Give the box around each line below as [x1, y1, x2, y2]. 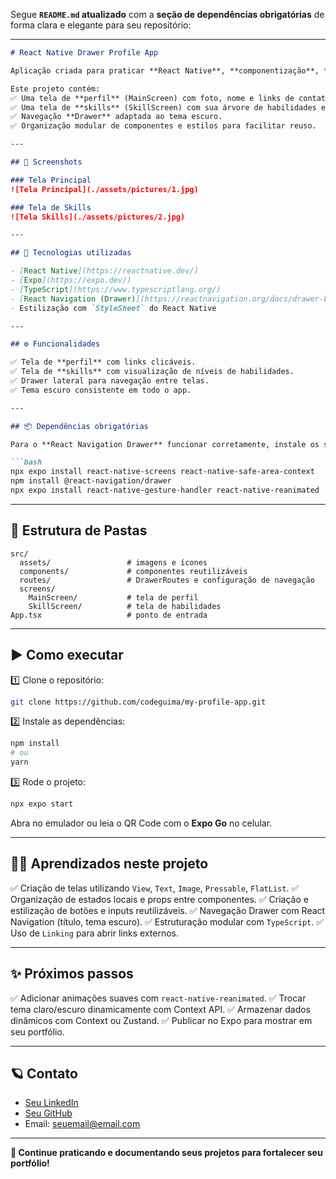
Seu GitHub [24, 1107, 73, 1119]
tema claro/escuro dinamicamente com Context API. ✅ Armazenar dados [10, 1003, 311, 1015]
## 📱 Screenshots [10, 157, 83, 167]
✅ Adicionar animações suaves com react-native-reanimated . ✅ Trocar [10, 992, 307, 1004]
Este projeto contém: [10, 84, 101, 94]
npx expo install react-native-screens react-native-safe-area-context [10, 467, 315, 477]
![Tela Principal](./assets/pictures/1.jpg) [10, 184, 199, 194]
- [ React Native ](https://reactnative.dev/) [10, 266, 199, 276]
